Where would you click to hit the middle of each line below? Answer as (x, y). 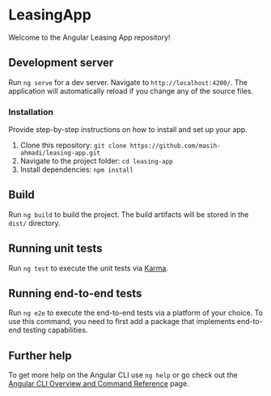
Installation (31, 112)
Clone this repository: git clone (73, 145)
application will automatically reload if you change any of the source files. (131, 91)
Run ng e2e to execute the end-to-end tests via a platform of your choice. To (136, 313)
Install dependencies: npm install (76, 170)
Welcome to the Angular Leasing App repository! (89, 37)
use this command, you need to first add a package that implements (122, 321)
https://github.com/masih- (175, 146)
